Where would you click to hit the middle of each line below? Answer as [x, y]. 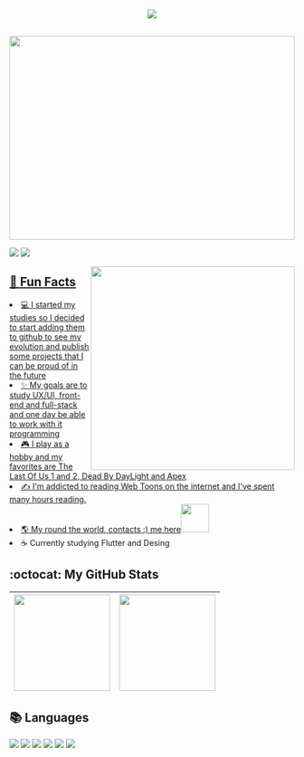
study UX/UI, [33, 395]
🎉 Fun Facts [43, 282]
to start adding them [47, 327]
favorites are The [41, 466]
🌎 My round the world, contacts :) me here [101, 529]
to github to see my [45, 337]
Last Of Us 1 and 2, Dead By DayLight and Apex [98, 475]
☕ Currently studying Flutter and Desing [95, 542]
